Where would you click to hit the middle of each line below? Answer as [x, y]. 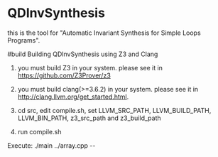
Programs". [24, 40]
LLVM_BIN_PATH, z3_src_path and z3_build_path [89, 118]
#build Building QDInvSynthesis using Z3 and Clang [83, 54]
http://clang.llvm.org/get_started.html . [73, 97]
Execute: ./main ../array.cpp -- [51, 145]
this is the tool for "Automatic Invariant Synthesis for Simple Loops [104, 33]
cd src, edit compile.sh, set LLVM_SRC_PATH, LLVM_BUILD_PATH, [114, 110]
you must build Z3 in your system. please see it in [90, 67]
